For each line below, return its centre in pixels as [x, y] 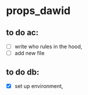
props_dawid [38, 11]
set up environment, [39, 86]
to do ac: [22, 33]
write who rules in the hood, [48, 46]
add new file [30, 53]
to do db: [23, 72]
